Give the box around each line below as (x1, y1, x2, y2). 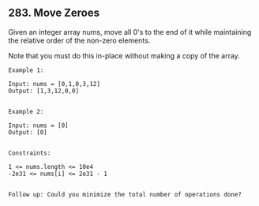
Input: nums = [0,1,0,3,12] (8, 80, 101, 88)
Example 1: (8, 66, 44, 74)
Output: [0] (8, 128, 47, 137)
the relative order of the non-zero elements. (8, 36, 151, 45)
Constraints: (8, 149, 51, 157)
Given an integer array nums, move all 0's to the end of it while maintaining (8, 27, 252, 36)
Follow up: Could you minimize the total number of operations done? (8, 190, 242, 198)
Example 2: (8, 107, 44, 115)
